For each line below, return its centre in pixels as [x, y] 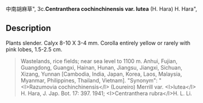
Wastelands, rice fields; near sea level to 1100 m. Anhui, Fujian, [99, 61]
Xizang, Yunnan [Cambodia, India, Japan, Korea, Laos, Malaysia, [101, 74]
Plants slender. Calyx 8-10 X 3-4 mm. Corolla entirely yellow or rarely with [98, 43]
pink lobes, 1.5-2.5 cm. [34, 49]
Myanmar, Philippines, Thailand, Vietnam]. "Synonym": [89, 80]
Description [28, 28]
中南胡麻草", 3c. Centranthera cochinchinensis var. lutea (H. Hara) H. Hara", [101, 9]
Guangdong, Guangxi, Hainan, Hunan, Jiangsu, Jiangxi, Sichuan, [101, 67]
